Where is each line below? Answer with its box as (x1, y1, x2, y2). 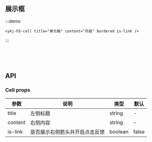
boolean (109, 128, 129, 135)
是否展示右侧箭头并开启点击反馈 (30, 128, 105, 135)
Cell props (5, 87, 31, 94)
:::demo (5, 18, 21, 24)
